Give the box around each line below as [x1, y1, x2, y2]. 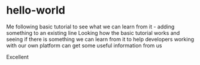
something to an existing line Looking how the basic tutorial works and [6, 29, 180, 36]
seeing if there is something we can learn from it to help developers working [6, 35, 195, 43]
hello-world [6, 4, 66, 17]
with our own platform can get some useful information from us [6, 42, 162, 49]
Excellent [6, 53, 29, 60]
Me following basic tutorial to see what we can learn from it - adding [6, 23, 175, 30]
